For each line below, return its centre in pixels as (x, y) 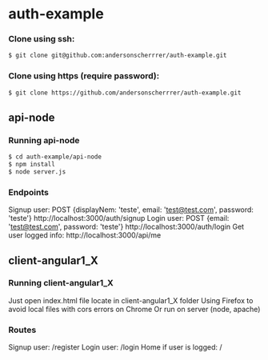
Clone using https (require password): (84, 76)
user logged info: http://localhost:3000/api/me (85, 235)
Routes (22, 330)
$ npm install (32, 165)
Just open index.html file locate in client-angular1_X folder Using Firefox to (131, 300)
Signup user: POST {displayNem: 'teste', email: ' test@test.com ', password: (131, 210)
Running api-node (44, 140)
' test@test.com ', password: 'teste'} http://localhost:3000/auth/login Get (126, 227)
